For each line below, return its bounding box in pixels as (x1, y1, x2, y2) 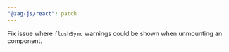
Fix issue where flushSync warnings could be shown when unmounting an (7, 29, 223, 37)
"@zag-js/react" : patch (7, 10, 78, 17)
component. (7, 36, 42, 45)
